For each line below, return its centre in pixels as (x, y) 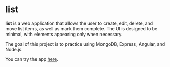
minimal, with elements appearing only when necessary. (64, 34)
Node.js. (14, 49)
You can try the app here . (32, 59)
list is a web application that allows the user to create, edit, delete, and (79, 23)
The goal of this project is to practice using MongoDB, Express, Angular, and (85, 44)
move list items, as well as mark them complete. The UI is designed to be (81, 28)
